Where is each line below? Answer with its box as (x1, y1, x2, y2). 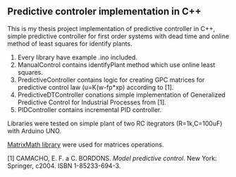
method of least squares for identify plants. (7, 39, 132, 48)
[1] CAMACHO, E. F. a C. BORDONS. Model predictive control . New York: (7, 154, 217, 162)
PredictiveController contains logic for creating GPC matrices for (17, 75, 205, 84)
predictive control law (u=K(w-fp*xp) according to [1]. (17, 83, 174, 91)
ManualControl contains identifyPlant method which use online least (17, 60, 216, 69)
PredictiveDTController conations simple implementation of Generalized (17, 90, 225, 99)
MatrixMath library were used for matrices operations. (7, 140, 164, 149)
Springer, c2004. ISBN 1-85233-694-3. (7, 161, 121, 170)
